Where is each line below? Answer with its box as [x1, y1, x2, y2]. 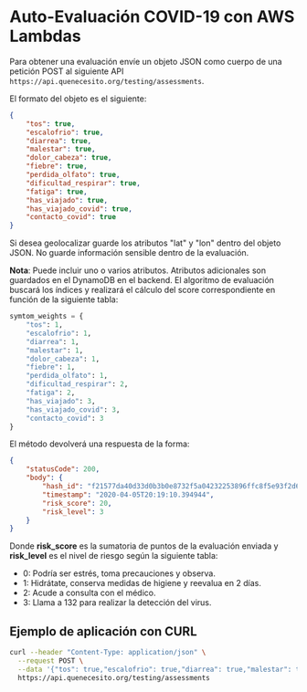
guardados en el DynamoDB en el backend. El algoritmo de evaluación [9, 275, 274, 286]
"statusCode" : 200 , [26, 465, 101, 474]
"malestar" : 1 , [26, 345, 84, 355]
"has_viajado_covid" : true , [26, 204, 132, 214]
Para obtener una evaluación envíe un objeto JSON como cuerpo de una [9, 56, 282, 67]
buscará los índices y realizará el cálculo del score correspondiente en [9, 285, 276, 296]
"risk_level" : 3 [42, 507, 104, 517]
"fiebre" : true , [26, 162, 89, 171]
